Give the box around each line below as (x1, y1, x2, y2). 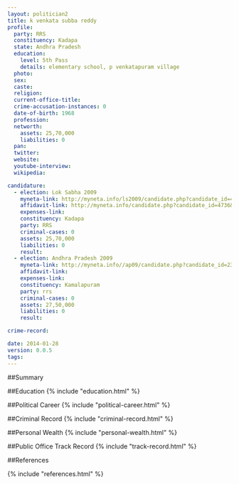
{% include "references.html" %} (7, 469, 105, 478)
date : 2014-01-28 (7, 340, 59, 347)
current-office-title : (14, 97, 81, 104)
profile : (7, 23, 33, 31)
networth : (14, 122, 43, 130)
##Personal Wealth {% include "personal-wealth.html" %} (7, 428, 178, 436)
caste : (14, 83, 33, 90)
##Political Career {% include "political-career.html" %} (7, 400, 171, 409)
